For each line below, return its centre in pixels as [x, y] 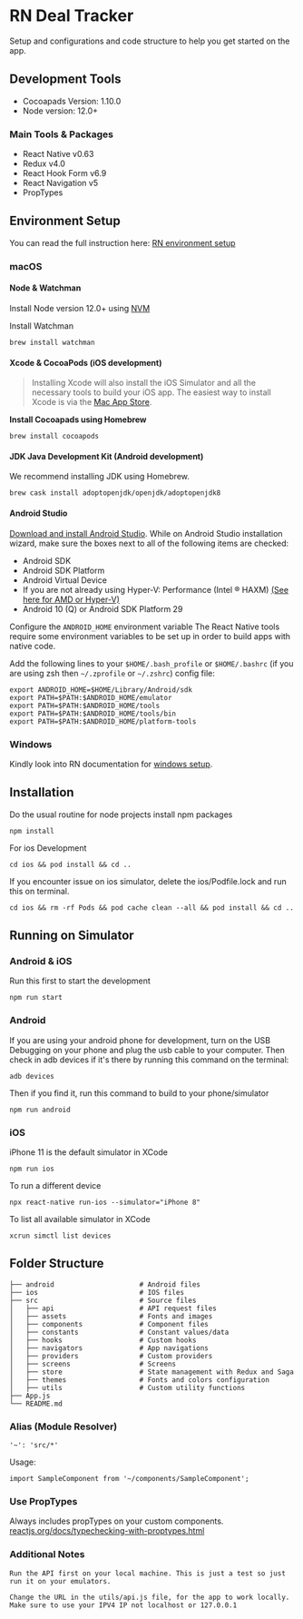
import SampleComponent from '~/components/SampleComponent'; [129, 1479]
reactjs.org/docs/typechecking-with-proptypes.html [107, 1531]
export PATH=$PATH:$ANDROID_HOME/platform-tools [103, 721]
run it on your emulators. [60, 1581]
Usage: [23, 1462]
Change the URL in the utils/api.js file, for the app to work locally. [150, 1597]
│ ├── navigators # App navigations [109, 1348]
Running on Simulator [72, 936]
